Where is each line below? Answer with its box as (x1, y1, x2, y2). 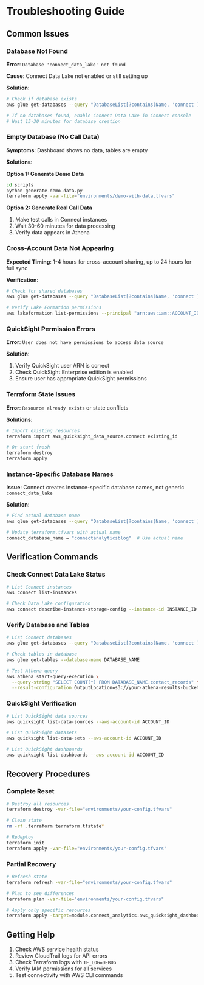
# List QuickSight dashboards (6, 746, 83, 752)
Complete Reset (6, 787, 55, 796)
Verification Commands (6, 552, 98, 563)
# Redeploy (6, 834, 34, 841)
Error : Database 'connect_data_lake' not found (6, 60, 126, 68)
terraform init (6, 840, 45, 846)
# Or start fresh (6, 444, 50, 450)
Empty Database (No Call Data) (6, 133, 100, 141)
